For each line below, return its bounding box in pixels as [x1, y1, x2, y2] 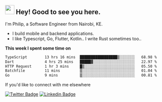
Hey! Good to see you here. [15, 8, 101, 16]
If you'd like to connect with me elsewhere [5, 82, 91, 88]
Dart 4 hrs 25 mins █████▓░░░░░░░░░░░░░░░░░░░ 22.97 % [5, 59, 157, 64]
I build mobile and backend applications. [12, 30, 94, 36]
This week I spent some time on [5, 45, 71, 51]
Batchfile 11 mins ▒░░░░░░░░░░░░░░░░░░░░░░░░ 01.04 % [5, 68, 157, 74]
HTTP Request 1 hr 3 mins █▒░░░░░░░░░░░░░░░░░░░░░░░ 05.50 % [5, 64, 157, 69]
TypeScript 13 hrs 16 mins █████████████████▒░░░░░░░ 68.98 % [5, 54, 157, 59]
